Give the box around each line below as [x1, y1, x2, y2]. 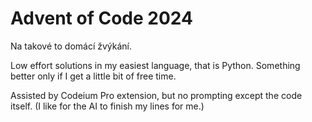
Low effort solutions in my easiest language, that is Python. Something [10, 59, 301, 71]
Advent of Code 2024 [10, 7, 193, 30]
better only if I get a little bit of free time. [10, 70, 177, 82]
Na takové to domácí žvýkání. [10, 40, 133, 52]
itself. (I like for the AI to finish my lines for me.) [10, 100, 205, 112]
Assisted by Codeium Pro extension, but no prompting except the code [10, 89, 303, 101]
